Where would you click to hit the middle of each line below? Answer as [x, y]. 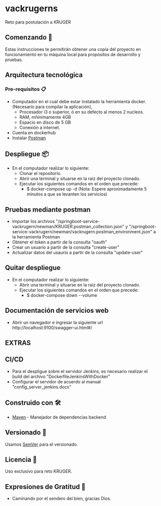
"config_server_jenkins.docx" [42, 387]
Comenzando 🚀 [29, 37]
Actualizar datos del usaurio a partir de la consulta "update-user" [78, 253]
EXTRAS [18, 343]
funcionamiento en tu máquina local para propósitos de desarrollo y [73, 54]
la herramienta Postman [36, 237]
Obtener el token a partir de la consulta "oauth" [60, 242]
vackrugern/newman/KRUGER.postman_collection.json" [68, 227]
